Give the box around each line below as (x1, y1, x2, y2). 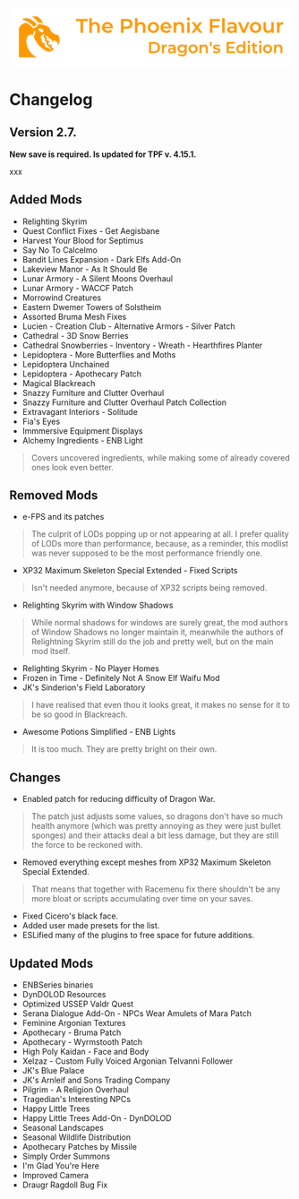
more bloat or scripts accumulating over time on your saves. (30, 893, 253, 904)
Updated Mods (9, 955, 94, 970)
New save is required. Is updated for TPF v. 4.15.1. (9, 149, 197, 160)
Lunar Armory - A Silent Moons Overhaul (21, 272, 173, 284)
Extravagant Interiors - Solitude (21, 406, 139, 417)
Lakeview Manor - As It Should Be (21, 263, 148, 274)
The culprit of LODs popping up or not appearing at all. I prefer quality (30, 529, 289, 539)
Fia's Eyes (21, 416, 61, 427)
